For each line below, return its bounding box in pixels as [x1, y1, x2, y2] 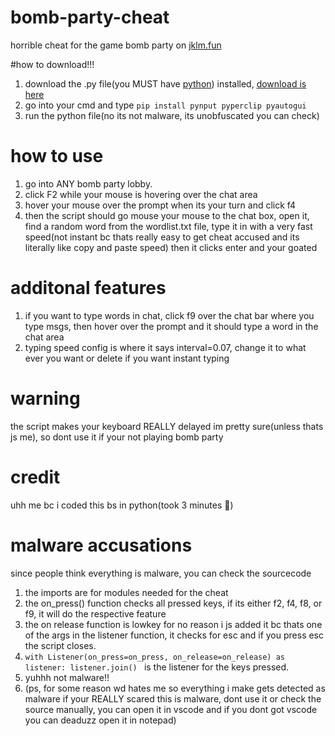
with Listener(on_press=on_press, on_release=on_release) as [24, 652, 286, 662]
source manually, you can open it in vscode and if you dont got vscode [24, 703, 318, 715]
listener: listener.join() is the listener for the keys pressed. [24, 661, 290, 673]
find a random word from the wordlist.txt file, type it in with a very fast [24, 220, 313, 232]
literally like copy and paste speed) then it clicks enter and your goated [24, 241, 318, 253]
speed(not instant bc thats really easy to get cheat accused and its [24, 231, 300, 243]
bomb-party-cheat [10, 6, 170, 29]
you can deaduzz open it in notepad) [24, 714, 177, 726]
